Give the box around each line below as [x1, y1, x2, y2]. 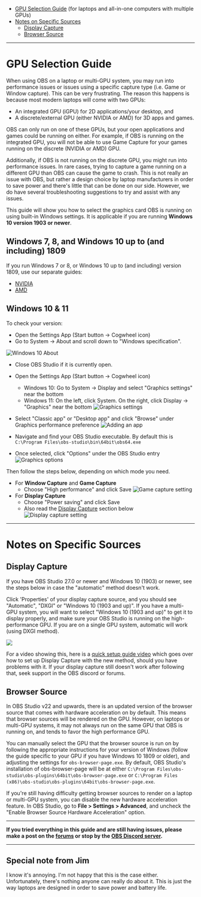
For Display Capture [14, 492, 66, 499]
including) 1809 [6, 246, 66, 256]
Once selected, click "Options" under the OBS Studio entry [14, 449, 160, 457]
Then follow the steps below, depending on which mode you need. [6, 467, 170, 475]
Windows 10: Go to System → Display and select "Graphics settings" [23, 384, 193, 391]
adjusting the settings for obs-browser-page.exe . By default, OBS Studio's [6, 759, 187, 766]
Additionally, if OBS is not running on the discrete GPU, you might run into [6, 156, 187, 164]
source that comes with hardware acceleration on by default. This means [6, 709, 187, 716]
